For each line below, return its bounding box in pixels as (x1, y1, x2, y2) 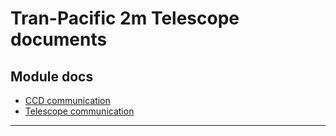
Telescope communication (24, 105, 135, 117)
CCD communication (24, 95, 111, 106)
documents (10, 28, 108, 51)
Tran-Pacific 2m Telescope (10, 7, 240, 30)
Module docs (10, 68, 94, 85)
